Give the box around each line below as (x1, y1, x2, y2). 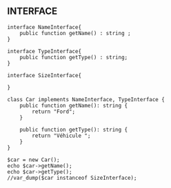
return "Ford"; (32, 108, 76, 115)
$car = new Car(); (7, 156, 60, 163)
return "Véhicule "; (32, 132, 91, 139)
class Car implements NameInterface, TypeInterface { (7, 96, 165, 103)
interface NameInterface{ (7, 23, 81, 30)
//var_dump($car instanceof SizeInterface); (7, 174, 137, 181)
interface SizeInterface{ (7, 72, 81, 79)
